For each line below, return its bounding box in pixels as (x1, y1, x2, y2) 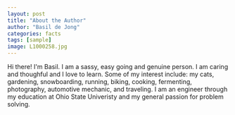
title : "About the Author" (7, 17, 87, 24)
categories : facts (7, 30, 61, 37)
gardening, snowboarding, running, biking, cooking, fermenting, (7, 78, 192, 85)
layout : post (7, 10, 46, 18)
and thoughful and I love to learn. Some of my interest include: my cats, (7, 70, 215, 78)
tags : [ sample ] (7, 37, 52, 44)
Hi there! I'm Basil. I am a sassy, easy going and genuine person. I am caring (7, 63, 229, 71)
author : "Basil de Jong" (7, 23, 80, 30)
